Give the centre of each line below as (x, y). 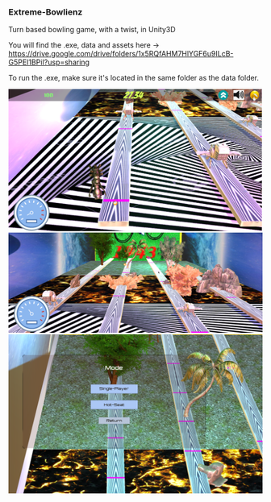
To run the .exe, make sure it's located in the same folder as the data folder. (134, 78)
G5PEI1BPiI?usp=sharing (49, 62)
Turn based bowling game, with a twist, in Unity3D (92, 30)
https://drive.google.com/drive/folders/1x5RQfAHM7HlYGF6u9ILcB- (121, 54)
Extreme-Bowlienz (46, 12)
